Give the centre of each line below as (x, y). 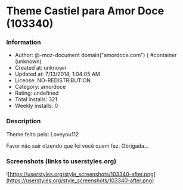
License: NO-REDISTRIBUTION (53, 80)
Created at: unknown (41, 68)
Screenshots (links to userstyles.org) (61, 161)
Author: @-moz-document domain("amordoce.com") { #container (96, 55)
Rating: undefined (37, 93)
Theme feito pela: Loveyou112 (43, 134)
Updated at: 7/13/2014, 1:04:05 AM (57, 74)
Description (24, 122)
